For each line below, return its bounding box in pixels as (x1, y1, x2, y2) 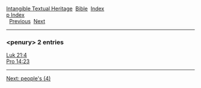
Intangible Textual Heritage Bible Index (6, 5, 105, 12)
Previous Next (8, 18, 45, 24)
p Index (6, 11, 25, 18)
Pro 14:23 (6, 58, 30, 65)
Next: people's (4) (6, 75, 51, 82)
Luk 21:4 (6, 52, 28, 59)
